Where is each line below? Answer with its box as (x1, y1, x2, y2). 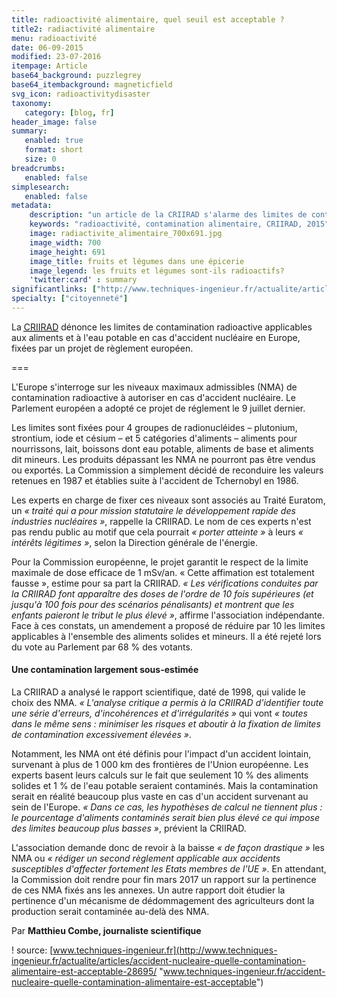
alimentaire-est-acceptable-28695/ (11, 966, 158, 978)
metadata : (11, 201, 53, 211)
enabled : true (24, 136, 84, 146)
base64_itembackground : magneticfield (11, 80, 173, 90)
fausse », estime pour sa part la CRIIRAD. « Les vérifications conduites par (11, 577, 319, 589)
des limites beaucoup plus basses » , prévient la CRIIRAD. (11, 822, 247, 835)
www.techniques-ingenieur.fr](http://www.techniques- (52, 944, 278, 956)
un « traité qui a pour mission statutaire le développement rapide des (11, 504, 296, 516)
